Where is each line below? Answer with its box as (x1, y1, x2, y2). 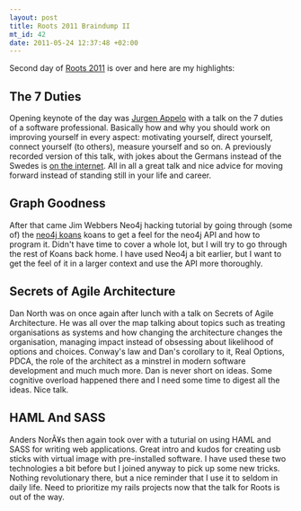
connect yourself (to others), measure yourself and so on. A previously (9, 141, 271, 153)
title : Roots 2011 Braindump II (9, 22, 130, 31)
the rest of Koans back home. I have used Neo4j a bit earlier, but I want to (9, 248, 282, 259)
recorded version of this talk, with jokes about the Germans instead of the (9, 151, 282, 162)
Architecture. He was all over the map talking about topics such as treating (9, 317, 286, 328)
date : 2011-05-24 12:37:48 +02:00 (9, 38, 139, 48)
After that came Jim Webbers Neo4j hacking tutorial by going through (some (9, 219, 293, 230)
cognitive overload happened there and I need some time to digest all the (9, 374, 280, 385)
